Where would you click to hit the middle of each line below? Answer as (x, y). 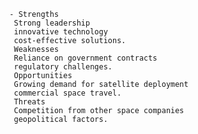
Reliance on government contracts (85, 58)
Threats (29, 102)
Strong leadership (52, 23)
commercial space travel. (67, 93)
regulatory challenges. (63, 67)
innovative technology (60, 32)
